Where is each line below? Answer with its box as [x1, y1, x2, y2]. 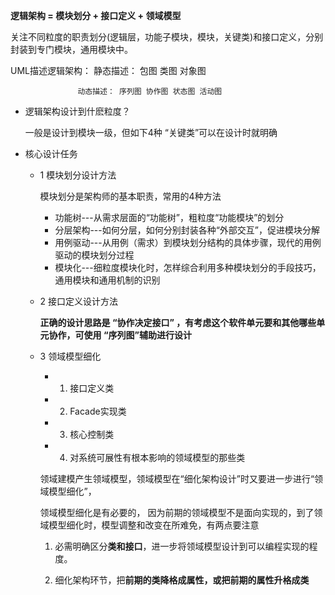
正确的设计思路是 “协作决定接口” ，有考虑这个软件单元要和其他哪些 [39, 317, 317, 328]
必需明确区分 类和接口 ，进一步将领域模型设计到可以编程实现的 [54, 540, 310, 552]
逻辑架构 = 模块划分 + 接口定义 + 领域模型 [10, 10, 182, 21]
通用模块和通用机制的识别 [54, 274, 161, 286]
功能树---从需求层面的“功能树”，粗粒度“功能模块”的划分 [54, 212, 285, 223]
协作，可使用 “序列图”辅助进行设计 [48, 329, 192, 341]
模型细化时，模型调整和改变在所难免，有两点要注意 [48, 519, 260, 531]
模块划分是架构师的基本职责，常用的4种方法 [39, 190, 222, 202]
